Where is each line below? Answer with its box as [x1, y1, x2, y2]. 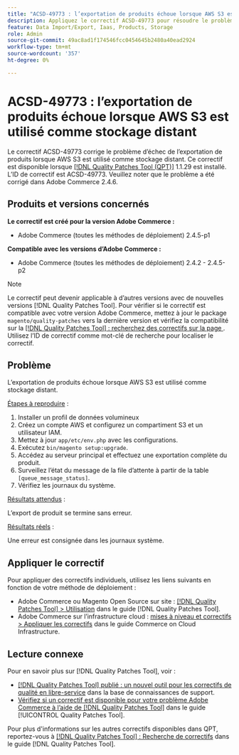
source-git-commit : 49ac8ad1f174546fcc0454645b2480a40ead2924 [7, 37, 196, 44]
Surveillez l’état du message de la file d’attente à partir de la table [17, 466, 209, 475]
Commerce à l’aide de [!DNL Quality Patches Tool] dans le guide [17, 703, 206, 712]
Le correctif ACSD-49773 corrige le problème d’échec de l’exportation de [7, 147, 223, 156]
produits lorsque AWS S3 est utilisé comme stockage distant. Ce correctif [7, 154, 223, 164]
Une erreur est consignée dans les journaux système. [7, 536, 164, 545]
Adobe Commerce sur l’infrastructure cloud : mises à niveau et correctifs [17, 612, 232, 621]
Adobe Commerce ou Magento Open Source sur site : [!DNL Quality [17, 597, 217, 606]
